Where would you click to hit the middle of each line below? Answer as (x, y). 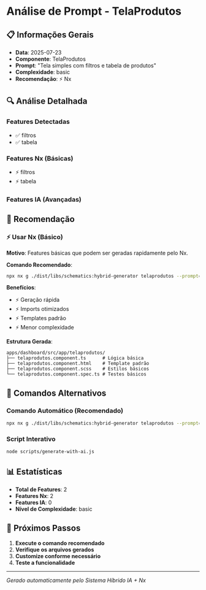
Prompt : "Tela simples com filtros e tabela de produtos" (86, 65)
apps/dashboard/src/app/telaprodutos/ (56, 353)
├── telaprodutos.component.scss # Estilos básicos (78, 369)
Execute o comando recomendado (60, 543)
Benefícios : (21, 288)
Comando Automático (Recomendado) (65, 410)
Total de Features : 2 (41, 489)
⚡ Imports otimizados (42, 309)
